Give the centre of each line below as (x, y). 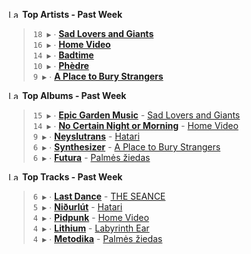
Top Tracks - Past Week (72, 177)
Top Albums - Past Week (74, 95)
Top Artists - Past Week (72, 14)
